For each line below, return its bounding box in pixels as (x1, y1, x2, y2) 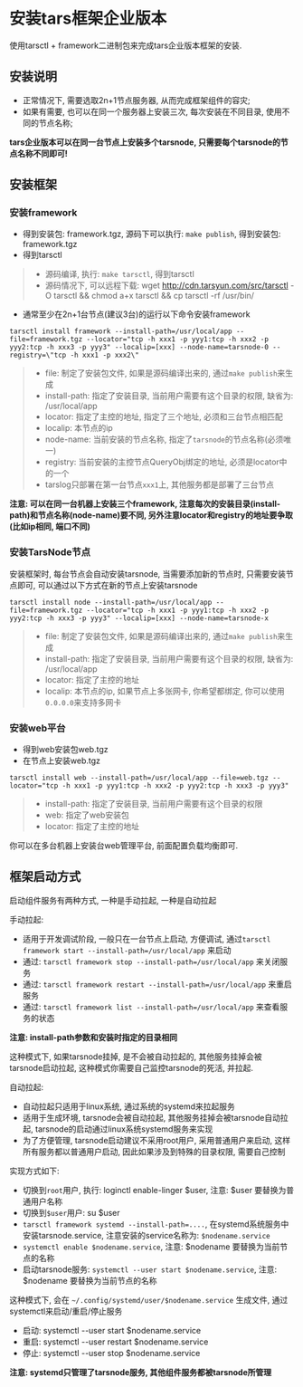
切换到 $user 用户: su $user (22, 1207, 120, 1218)
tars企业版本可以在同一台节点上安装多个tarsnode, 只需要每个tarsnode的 (9, 137, 281, 148)
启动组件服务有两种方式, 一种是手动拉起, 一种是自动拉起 (9, 894, 217, 905)
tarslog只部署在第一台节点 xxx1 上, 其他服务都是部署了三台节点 (44, 479, 274, 490)
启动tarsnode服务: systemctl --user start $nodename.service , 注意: (22, 1264, 278, 1275)
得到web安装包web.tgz (22, 744, 109, 755)
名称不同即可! (16, 148, 68, 158)
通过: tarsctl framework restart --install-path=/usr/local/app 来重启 (22, 979, 292, 990)
